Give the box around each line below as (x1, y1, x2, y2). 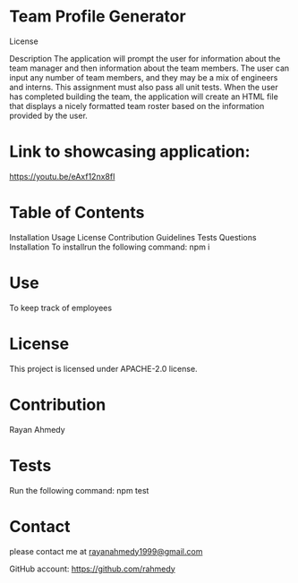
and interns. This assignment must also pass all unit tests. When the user (9, 81, 279, 92)
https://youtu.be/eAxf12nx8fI (9, 171, 115, 182)
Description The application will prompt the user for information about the (9, 53, 281, 63)
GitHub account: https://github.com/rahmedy (9, 563, 176, 574)
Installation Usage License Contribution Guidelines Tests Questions (9, 232, 257, 242)
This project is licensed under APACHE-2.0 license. (9, 363, 199, 374)
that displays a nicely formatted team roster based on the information (9, 100, 265, 111)
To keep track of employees (9, 302, 113, 313)
